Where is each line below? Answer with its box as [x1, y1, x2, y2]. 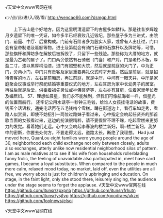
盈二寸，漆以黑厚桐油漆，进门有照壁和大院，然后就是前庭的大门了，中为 [5, 63, 149, 68]
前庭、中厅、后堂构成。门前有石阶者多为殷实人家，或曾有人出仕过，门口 [13, 38, 158, 44]
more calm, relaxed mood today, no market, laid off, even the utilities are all [5, 166, 155, 171]
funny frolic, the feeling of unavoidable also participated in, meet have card [5, 156, 155, 161]
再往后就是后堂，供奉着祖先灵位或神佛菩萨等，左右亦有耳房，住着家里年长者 [5, 87, 158, 93]
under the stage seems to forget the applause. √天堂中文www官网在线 [5, 182, 146, 188]
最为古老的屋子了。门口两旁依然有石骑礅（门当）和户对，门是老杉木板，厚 [9, 57, 158, 62]
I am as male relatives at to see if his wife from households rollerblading [5, 151, 148, 156]
